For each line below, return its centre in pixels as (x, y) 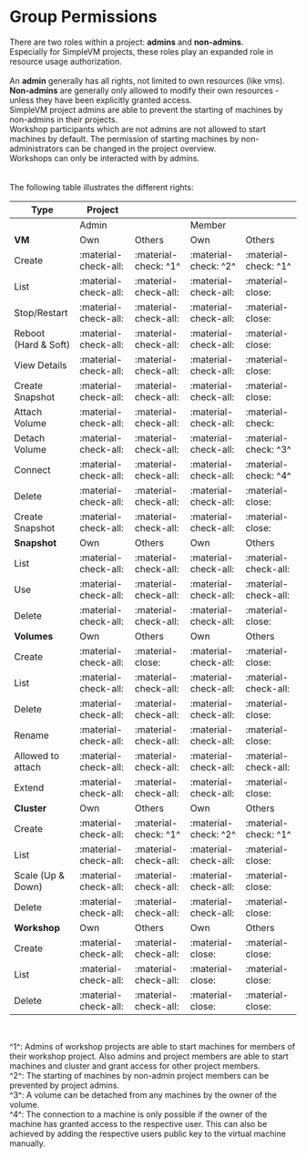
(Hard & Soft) (42, 344)
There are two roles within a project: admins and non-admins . (127, 42)
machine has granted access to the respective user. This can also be (138, 1123)
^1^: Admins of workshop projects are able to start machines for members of (153, 1046)
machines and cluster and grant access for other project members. (135, 1066)
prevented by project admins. (65, 1085)
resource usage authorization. (66, 61)
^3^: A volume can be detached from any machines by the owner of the (143, 1094)
